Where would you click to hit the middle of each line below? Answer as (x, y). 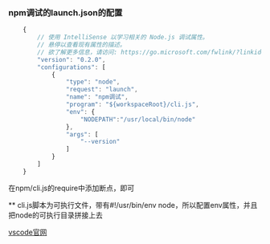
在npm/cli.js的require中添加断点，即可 (72, 188)
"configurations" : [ (72, 67)
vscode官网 (28, 232)
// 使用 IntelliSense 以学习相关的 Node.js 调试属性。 (123, 38)
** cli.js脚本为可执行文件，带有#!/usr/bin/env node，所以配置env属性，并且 (133, 205)
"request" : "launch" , (102, 90)
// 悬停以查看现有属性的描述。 (82, 45)
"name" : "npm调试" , (97, 97)
